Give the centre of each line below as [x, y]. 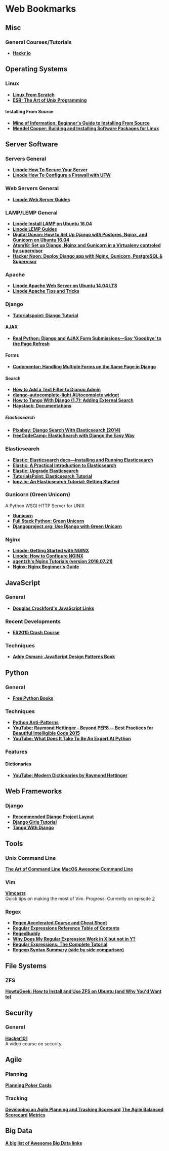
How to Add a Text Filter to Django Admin [57, 390]
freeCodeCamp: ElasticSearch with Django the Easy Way [74, 435]
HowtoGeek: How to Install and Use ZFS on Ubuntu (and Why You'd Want [83, 991]
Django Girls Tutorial [35, 822]
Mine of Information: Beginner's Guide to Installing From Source [81, 123]
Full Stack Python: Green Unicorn [48, 521]
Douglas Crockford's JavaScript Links [53, 608]
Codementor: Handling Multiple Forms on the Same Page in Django [84, 367]
